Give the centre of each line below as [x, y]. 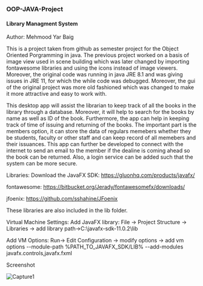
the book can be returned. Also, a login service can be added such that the [100, 157]
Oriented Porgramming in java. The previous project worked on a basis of [98, 55]
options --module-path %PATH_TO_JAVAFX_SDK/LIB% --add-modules [95, 247]
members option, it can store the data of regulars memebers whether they [99, 131]
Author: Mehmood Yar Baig [40, 37]
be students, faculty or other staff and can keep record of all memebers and [101, 138]
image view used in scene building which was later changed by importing [98, 62]
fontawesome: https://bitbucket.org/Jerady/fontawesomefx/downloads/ [96, 187]
